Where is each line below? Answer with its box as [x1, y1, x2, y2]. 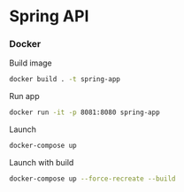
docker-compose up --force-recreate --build [9, 174, 176, 183]
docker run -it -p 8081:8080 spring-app [9, 108, 161, 117]
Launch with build [9, 157, 74, 168]
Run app [9, 91, 40, 102]
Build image [9, 58, 52, 68]
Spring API [9, 6, 89, 27]
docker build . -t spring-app [9, 75, 121, 84]
